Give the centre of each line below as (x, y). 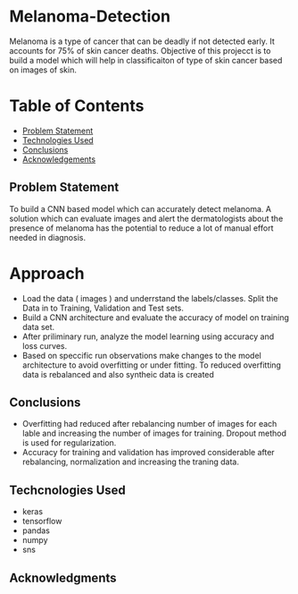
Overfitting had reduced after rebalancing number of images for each (149, 424)
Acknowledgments (63, 577)
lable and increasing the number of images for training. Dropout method (154, 433)
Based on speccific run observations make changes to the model (141, 355)
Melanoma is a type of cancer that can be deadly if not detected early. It (142, 41)
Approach (47, 273)
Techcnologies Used (68, 490)
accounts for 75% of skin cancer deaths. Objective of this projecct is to (140, 50)
